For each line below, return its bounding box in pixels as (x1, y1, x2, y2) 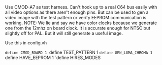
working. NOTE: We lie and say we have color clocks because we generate (5, 20, 157, 26)
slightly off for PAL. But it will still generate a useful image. (5, 31, 123, 36)
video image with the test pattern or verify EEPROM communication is (5, 15, 147, 20)
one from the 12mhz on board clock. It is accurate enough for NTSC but (5, 25, 150, 31)
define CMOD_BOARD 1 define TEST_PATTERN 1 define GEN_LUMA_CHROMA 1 (5, 49, 153, 55)
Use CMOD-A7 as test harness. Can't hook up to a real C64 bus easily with (5, 4, 158, 10)
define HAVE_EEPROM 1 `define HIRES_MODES (5, 55, 101, 61)
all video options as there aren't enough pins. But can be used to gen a (5, 9, 149, 15)
